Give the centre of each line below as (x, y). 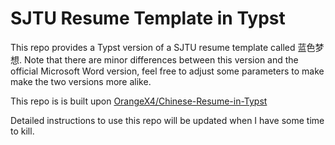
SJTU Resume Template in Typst (148, 18)
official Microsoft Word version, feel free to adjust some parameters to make (167, 71)
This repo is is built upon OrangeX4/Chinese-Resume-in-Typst (139, 101)
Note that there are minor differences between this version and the (161, 59)
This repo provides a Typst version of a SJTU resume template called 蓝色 (163, 47)
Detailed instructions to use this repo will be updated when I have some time (167, 120)
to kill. (22, 131)
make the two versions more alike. (81, 81)
